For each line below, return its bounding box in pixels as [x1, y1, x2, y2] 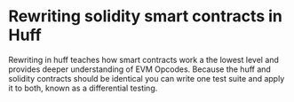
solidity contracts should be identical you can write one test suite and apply [8, 73, 285, 83]
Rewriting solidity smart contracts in [8, 6, 283, 27]
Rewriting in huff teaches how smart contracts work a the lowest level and [8, 54, 279, 65]
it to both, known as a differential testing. [8, 82, 158, 93]
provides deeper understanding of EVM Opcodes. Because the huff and [8, 64, 272, 75]
